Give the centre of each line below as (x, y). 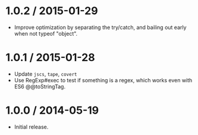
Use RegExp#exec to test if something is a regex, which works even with (103, 80)
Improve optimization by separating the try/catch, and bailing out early (100, 27)
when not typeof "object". (46, 33)
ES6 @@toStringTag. (40, 86)
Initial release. (31, 127)
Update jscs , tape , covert (45, 74)
